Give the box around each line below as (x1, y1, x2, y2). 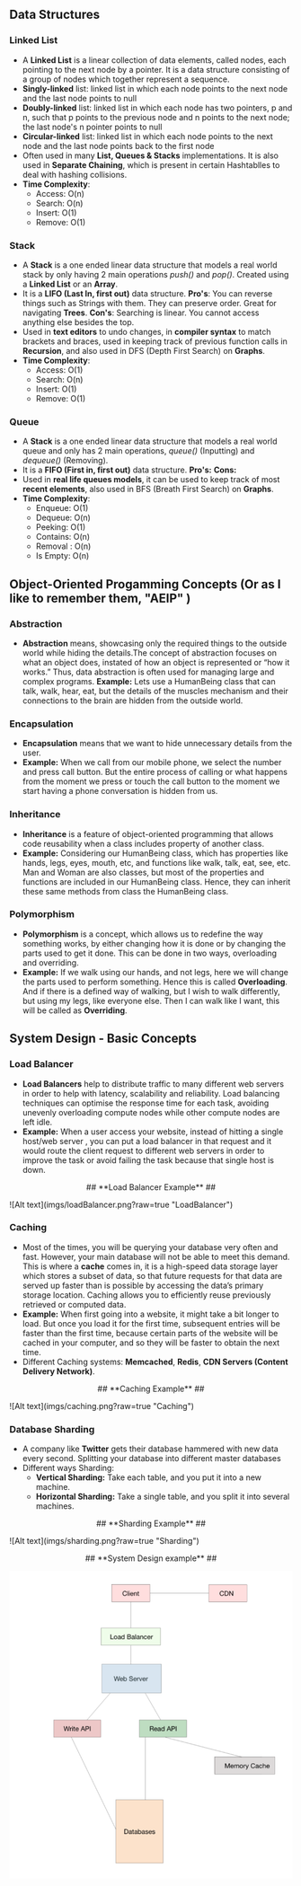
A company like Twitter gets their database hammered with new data (22, 1443, 279, 1454)
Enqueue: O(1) (35, 503, 89, 514)
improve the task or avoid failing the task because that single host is (22, 1154, 274, 1166)
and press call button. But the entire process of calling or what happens (22, 767, 288, 778)
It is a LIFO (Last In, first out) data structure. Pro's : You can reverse (22, 287, 273, 299)
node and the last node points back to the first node (22, 140, 215, 151)
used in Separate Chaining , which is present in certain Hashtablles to (22, 159, 280, 170)
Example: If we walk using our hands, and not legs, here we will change (22, 966, 289, 977)
